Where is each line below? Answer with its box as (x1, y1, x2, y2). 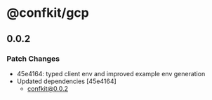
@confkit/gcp (6, 5, 89, 21)
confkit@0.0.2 (27, 84, 68, 92)
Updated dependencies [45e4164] (16, 77, 117, 85)
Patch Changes (6, 54, 60, 64)
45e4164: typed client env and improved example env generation (16, 69, 206, 78)
